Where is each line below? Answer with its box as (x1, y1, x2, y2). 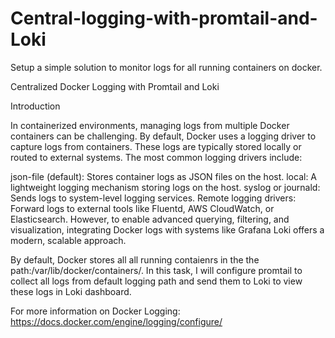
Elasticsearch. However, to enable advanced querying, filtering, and (10, 213, 290, 225)
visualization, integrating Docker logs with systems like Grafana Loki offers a (10, 223, 325, 236)
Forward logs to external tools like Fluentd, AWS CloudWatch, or (10, 202, 275, 214)
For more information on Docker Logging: (10, 305, 181, 317)
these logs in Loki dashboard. (10, 285, 132, 297)
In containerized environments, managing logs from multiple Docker (10, 119, 290, 131)
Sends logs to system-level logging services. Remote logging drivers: (10, 192, 297, 204)
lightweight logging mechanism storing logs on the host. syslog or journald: (10, 181, 321, 193)
